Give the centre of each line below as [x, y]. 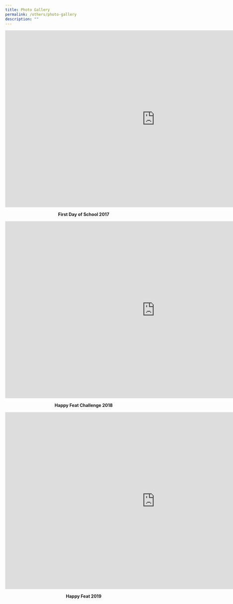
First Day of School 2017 [84, 214]
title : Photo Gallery [28, 10]
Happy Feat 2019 [84, 596]
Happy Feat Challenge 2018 [84, 405]
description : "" [22, 19]
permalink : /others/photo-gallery [41, 14]
